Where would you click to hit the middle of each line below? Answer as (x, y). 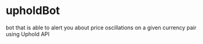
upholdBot (33, 11)
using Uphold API (28, 34)
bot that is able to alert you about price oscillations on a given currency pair (101, 28)
